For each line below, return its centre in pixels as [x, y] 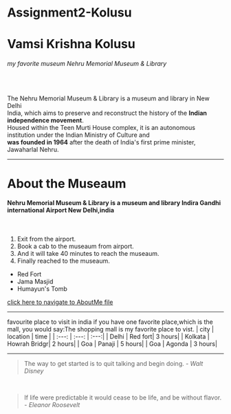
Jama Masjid [35, 281]
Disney [34, 371]
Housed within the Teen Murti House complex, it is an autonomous [101, 127]
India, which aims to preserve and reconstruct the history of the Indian [107, 113]
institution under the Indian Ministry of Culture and [78, 135]
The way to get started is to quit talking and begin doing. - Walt [113, 363]
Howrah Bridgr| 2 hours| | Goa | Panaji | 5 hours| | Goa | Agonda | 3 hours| [112, 344]
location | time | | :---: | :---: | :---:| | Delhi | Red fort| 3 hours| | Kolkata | [108, 336]
